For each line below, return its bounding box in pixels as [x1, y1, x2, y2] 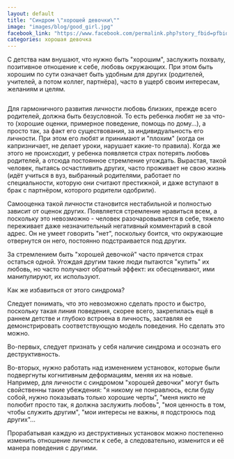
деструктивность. [7, 350, 61, 359]
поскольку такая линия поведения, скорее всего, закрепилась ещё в [7, 307, 214, 315]
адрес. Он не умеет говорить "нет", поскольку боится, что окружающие [7, 229, 224, 238]
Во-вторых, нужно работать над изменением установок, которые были [7, 363, 221, 372]
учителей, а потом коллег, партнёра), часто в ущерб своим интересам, [7, 77, 221, 86]
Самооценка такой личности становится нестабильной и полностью [7, 200, 212, 208]
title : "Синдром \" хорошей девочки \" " [7, 17, 120, 24]
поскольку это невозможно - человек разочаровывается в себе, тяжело [7, 214, 225, 223]
